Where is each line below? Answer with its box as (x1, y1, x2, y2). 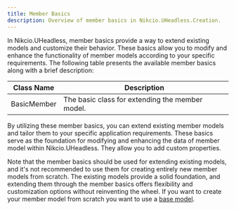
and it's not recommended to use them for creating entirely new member (7, 164, 218, 173)
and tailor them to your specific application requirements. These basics (7, 129, 214, 137)
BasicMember (11, 99, 57, 109)
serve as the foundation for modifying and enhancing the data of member (7, 136, 220, 145)
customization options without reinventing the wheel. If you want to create (7, 187, 222, 195)
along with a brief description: (7, 66, 94, 74)
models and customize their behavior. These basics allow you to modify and (7, 44, 227, 52)
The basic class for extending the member (63, 94, 203, 104)
